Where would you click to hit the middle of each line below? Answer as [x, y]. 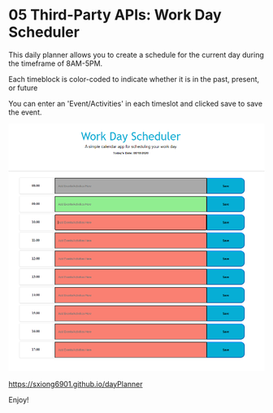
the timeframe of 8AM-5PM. [56, 63]
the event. [25, 112]
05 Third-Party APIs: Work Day [115, 15]
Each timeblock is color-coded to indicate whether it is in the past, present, [134, 79]
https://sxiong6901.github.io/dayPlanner [76, 384]
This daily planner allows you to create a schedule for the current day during [136, 54]
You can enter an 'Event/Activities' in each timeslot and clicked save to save [135, 103]
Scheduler [44, 32]
